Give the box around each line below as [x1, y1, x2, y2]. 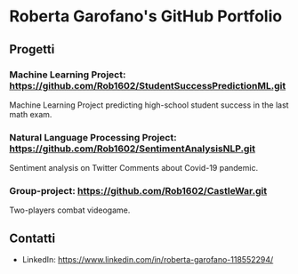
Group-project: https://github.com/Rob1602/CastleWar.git [9, 185, 268, 197]
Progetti [9, 42, 55, 57]
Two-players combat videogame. [9, 205, 131, 215]
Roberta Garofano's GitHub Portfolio [9, 6, 283, 27]
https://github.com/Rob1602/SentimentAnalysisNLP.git [9, 142, 256, 155]
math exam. [9, 109, 52, 119]
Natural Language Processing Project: [9, 131, 177, 143]
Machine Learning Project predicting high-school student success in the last [9, 100, 289, 110]
